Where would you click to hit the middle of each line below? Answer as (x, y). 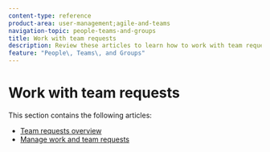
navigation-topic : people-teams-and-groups (82, 31)
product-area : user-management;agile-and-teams (90, 23)
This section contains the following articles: (80, 115)
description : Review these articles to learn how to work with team (125, 46)
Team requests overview (61, 130)
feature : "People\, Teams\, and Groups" (77, 53)
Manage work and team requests (75, 139)
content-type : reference (50, 16)
